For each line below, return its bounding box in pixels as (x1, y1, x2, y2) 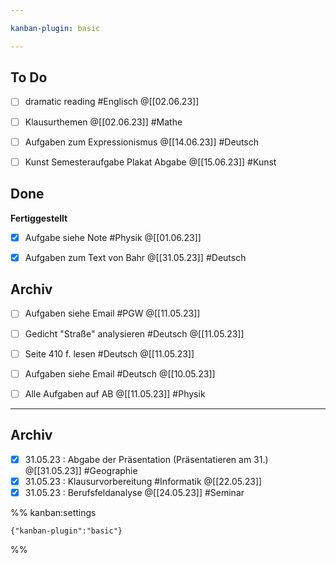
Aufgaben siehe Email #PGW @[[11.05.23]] (24, 307, 201, 320)
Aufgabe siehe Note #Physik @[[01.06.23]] (24, 231, 202, 243)
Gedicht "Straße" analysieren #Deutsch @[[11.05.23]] (24, 327, 245, 340)
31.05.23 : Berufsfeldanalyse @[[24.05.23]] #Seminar (24, 486, 245, 498)
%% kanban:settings (10, 506, 97, 518)
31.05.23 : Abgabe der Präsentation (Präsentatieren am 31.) (24, 453, 269, 465)
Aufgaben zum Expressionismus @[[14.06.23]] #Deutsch (24, 136, 260, 148)
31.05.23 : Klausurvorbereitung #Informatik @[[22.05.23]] (24, 475, 263, 487)
